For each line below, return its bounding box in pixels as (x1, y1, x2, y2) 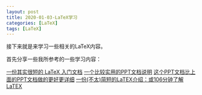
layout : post (6, 8, 39, 15)
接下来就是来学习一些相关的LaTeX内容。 (6, 43, 107, 50)
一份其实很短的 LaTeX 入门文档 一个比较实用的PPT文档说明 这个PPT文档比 (6, 69, 191, 76)
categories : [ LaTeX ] (6, 20, 58, 26)
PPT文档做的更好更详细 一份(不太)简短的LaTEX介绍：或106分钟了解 (16, 76, 184, 83)
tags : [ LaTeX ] (6, 25, 42, 32)
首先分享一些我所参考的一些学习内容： (6, 55, 101, 63)
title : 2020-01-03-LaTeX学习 (6, 14, 78, 20)
